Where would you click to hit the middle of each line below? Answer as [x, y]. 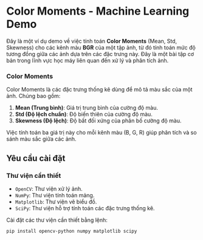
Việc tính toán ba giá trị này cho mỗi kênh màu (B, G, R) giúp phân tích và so [101, 133]
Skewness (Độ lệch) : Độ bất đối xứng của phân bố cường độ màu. [98, 121]
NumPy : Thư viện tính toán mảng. [55, 195]
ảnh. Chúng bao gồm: [33, 96]
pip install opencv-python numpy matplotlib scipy [72, 231]
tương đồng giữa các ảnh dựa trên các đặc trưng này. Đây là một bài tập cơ [100, 54]
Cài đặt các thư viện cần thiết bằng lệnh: [57, 220]
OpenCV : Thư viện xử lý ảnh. [49, 189]
